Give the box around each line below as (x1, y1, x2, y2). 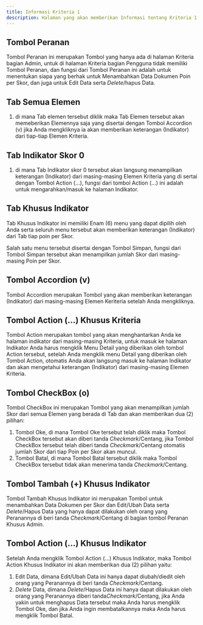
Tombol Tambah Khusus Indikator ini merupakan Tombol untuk (6, 495, 163, 502)
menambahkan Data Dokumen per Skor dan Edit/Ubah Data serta (6, 501, 170, 509)
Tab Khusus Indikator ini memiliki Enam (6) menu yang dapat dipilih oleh (6, 219, 187, 227)
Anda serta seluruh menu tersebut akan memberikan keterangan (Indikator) (6, 226, 196, 233)
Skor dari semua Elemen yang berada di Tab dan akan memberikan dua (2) (6, 411, 194, 418)
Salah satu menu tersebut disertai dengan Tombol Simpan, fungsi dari (6, 244, 181, 252)
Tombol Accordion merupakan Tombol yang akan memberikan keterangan (6, 291, 193, 298)
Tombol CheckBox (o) (6, 387, 90, 398)
